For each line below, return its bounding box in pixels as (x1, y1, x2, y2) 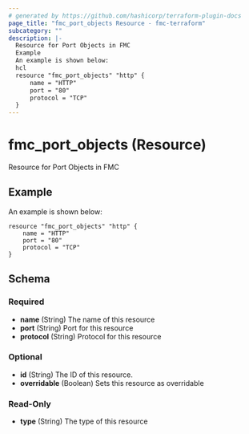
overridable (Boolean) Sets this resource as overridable (19, 378, 204, 387)
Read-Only (8, 398, 52, 409)
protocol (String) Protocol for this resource (19, 331, 162, 341)
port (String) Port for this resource (19, 322, 134, 333)
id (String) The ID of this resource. (19, 370, 134, 379)
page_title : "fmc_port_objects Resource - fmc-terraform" (8, 19, 206, 27)
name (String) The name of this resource (19, 314, 155, 324)
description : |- (8, 34, 62, 43)
